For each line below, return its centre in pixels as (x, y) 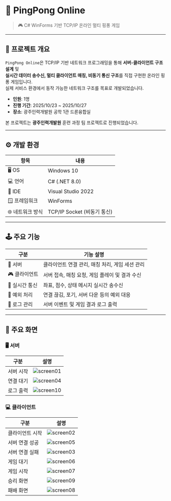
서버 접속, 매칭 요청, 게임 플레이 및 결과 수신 (92, 275)
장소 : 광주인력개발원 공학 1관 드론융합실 (52, 111)
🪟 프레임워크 (23, 200)
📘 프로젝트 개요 (27, 49)
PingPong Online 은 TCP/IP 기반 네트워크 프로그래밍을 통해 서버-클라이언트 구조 (84, 62)
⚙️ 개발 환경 (22, 145)
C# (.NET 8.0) (64, 182)
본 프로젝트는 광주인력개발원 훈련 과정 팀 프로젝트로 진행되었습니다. (72, 123)
